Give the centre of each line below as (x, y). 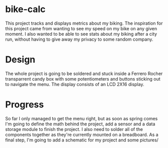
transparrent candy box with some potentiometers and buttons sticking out (83, 79)
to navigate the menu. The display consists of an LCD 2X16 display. (75, 84)
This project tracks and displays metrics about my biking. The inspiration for (84, 23)
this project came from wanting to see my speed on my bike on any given (81, 28)
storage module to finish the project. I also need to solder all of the (74, 129)
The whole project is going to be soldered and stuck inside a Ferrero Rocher (84, 73)
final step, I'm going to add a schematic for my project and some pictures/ (82, 140)
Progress (25, 105)
